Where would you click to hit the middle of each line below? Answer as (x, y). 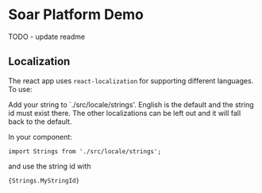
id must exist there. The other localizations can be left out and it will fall (125, 113)
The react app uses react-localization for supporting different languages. (131, 80)
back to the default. (40, 122)
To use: (21, 89)
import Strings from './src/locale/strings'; (85, 151)
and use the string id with (50, 166)
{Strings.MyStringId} (44, 180)
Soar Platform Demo (76, 15)
